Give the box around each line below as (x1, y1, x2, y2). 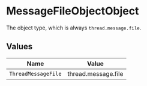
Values (6, 41, 33, 52)
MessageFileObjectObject (6, 4, 139, 18)
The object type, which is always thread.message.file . (6, 24, 142, 31)
